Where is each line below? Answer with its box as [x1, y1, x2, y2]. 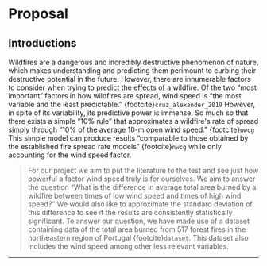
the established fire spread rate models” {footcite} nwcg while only [8, 142, 222, 151]
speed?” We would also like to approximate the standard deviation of [27, 199, 253, 209]
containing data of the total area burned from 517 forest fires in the [27, 225, 246, 234]
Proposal [8, 5, 69, 23]
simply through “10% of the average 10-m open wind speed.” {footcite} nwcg [8, 125, 255, 134]
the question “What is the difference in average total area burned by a [27, 183, 257, 191]
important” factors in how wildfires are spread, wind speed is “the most [8, 91, 242, 100]
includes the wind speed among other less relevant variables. [27, 241, 229, 251]
